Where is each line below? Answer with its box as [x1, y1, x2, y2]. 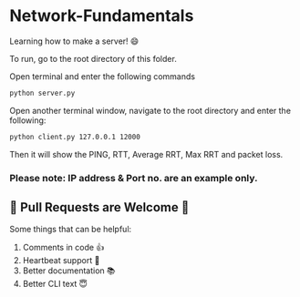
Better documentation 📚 [22, 265, 116, 276]
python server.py [9, 88, 76, 97]
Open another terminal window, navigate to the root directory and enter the [9, 105, 292, 116]
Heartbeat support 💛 [22, 255, 100, 266]
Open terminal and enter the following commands [9, 70, 196, 82]
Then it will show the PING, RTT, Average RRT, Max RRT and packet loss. [9, 148, 284, 159]
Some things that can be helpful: [9, 224, 132, 235]
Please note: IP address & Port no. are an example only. [9, 171, 258, 184]
